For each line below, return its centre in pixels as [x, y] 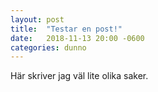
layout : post [37, 19]
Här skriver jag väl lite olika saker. [79, 76]
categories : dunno [48, 47]
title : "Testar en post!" [66, 29]
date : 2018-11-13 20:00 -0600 [77, 38]
